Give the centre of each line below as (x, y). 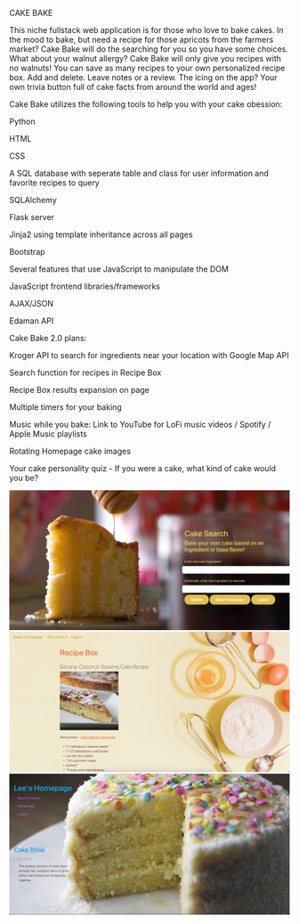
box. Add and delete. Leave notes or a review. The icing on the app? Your (143, 78)
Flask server (32, 217)
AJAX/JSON (31, 303)
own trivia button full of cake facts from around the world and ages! (133, 87)
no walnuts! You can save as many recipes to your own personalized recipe (147, 68)
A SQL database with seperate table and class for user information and (139, 173)
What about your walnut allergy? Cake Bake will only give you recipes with (145, 58)
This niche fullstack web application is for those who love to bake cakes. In (146, 30)
